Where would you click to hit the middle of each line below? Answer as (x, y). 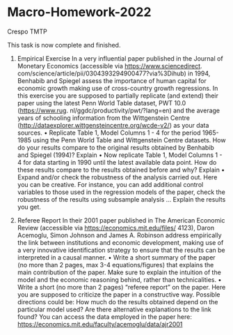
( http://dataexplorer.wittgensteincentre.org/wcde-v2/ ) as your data (113, 125)
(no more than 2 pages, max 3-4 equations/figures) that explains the (115, 265)
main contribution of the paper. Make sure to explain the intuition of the (119, 272)
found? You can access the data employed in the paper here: (105, 317)
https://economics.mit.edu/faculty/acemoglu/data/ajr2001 (100, 324)
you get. (29, 207)
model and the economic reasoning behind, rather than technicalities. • (119, 279)
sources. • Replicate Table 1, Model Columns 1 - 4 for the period (109, 133)
